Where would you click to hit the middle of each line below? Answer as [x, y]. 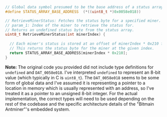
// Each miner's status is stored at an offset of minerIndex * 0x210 [84, 44]
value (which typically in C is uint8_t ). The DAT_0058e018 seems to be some [82, 77]
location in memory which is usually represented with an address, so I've [80, 88]
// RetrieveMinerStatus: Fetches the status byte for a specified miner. [83, 21]
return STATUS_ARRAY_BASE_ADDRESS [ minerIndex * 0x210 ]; [69, 53]
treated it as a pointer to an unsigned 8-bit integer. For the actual [71, 93]
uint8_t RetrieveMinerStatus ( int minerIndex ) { [55, 35]
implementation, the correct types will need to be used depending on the [80, 99]
